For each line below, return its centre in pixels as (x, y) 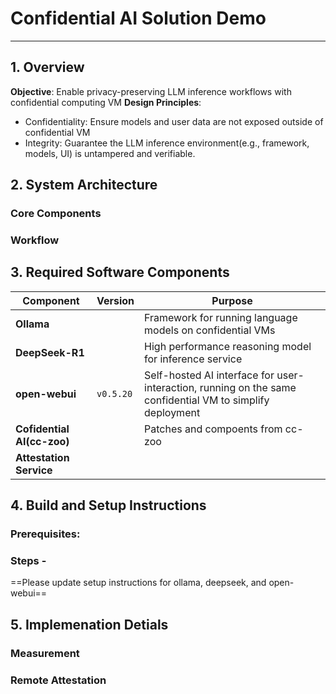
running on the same (248, 387)
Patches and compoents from (213, 429)
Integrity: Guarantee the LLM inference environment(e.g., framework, (167, 143)
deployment (172, 412)
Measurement (45, 653)
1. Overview (47, 67)
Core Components (56, 214)
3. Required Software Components (120, 272)
